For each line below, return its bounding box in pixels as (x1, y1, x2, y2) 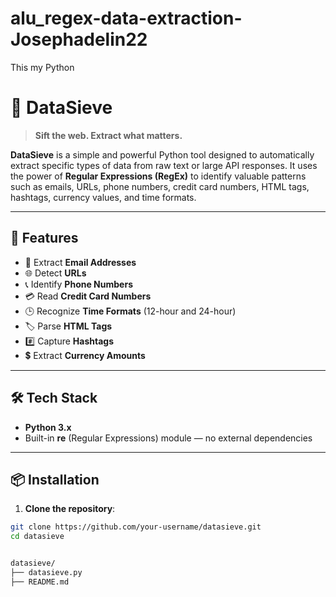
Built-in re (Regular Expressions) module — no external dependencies (24, 432, 313, 444)
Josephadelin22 (10, 28, 148, 51)
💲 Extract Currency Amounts (24, 349, 146, 361)
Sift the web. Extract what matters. (34, 129, 183, 141)
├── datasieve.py (10, 567, 83, 577)
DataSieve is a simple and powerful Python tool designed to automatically (10, 148, 315, 161)
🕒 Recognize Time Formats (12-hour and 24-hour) (24, 305, 237, 317)
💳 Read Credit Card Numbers (24, 290, 152, 302)
